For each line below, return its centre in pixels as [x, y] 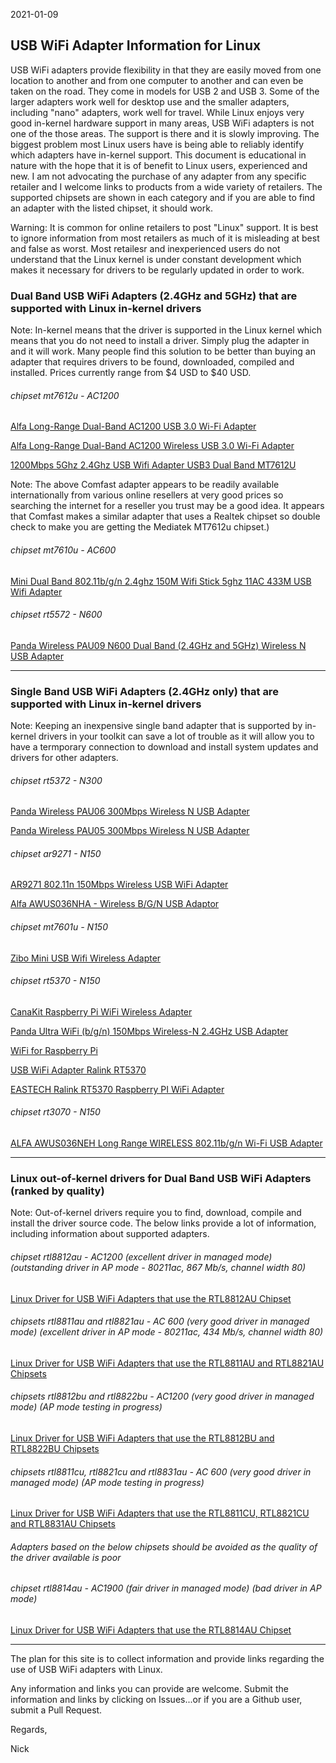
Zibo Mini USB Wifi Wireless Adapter [86, 958]
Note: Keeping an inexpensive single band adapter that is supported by [156, 726]
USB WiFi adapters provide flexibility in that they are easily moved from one [166, 70]
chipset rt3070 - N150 [55, 1112]
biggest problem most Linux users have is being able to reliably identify [157, 144]
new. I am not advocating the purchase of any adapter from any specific [158, 176]
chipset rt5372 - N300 [56, 780]
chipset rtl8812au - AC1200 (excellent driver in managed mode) [141, 1256]
